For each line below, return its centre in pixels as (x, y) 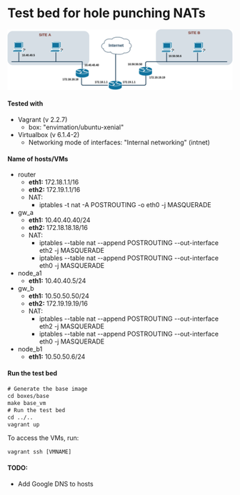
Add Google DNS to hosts (56, 484)
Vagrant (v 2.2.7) (42, 119)
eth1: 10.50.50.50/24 (59, 296)
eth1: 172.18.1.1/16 (54, 182)
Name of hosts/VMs (38, 159)
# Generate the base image (47, 389)
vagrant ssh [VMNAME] (40, 452)
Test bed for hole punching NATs (106, 13)
